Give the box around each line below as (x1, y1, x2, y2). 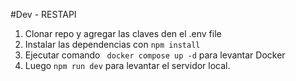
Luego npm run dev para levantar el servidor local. (24, 60, 231, 71)
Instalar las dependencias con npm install (24, 39, 201, 50)
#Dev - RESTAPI (10, 9, 77, 20)
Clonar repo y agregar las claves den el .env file (24, 28, 222, 39)
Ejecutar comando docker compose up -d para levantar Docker (24, 49, 286, 61)
